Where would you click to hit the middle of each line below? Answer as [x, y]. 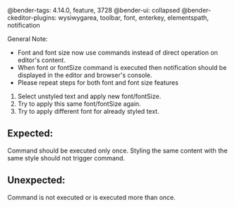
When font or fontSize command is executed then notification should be [122, 67]
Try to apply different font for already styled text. [89, 111]
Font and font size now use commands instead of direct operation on [118, 53]
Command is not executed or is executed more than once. [92, 197]
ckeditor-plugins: [32, 18]
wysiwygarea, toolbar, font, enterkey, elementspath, [134, 18]
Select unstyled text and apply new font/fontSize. [89, 96]
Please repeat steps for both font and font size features [98, 83]
